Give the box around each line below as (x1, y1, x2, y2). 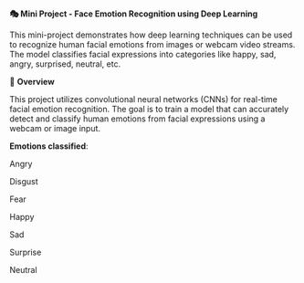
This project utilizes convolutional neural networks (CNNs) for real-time (9, 94, 278, 104)
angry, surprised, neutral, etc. (9, 58, 121, 69)
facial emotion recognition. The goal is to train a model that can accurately (9, 104, 289, 114)
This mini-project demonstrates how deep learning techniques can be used (9, 29, 293, 40)
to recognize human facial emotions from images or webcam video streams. (9, 39, 296, 49)
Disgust (9, 176, 38, 186)
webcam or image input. (9, 123, 101, 133)
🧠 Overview (9, 77, 55, 87)
